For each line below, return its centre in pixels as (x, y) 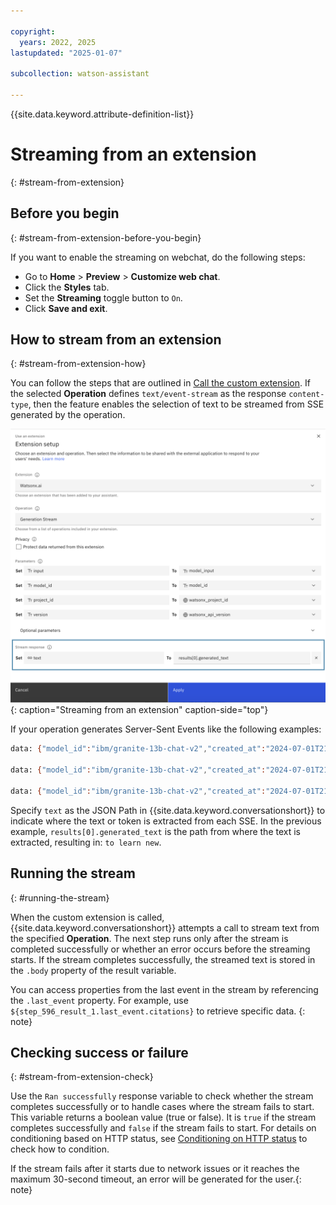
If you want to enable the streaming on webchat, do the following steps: (158, 257)
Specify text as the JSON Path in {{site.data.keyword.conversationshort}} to (168, 810)
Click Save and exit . (66, 308)
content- (306, 395)
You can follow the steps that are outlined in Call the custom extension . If (160, 383)
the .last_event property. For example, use (99, 1000)
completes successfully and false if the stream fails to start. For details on (163, 1128)
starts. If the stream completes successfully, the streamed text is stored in (163, 959)
